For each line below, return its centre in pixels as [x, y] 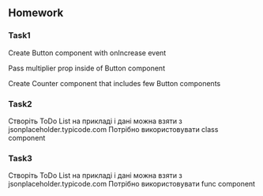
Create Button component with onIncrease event [87, 53]
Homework [36, 13]
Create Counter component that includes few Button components [115, 83]
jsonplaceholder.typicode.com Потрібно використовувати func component [131, 184]
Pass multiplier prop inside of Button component [87, 68]
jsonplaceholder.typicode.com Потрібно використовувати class [113, 129]
